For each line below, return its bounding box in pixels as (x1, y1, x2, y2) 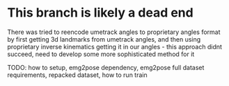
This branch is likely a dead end (7, 5, 194, 21)
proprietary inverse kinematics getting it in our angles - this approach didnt (7, 42, 223, 51)
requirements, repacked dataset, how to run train (7, 71, 148, 79)
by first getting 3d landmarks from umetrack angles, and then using (7, 35, 201, 43)
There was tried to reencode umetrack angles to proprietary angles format (7, 28, 221, 36)
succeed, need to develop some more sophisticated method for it (7, 50, 195, 58)
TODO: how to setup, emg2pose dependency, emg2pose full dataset (7, 63, 205, 71)
